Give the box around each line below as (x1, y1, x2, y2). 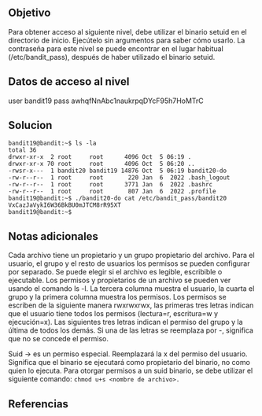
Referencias (8, 397, 69, 410)
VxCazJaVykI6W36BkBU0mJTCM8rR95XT (8, 201, 122, 209)
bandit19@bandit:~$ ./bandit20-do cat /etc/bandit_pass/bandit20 (8, 194, 227, 203)
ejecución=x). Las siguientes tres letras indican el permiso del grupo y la (8, 318, 243, 327)
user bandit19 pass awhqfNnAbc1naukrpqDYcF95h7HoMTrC (8, 96, 205, 105)
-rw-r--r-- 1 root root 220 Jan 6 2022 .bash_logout (8, 174, 231, 182)
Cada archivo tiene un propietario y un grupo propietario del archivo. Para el (8, 251, 255, 260)
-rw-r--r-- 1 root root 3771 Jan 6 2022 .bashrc (8, 181, 213, 189)
